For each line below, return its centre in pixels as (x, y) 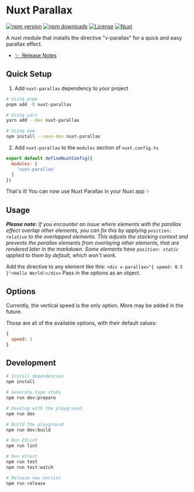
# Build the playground (35, 424)
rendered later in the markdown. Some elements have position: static (93, 249)
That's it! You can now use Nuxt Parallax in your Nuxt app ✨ (78, 192)
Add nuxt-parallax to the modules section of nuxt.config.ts (86, 148)
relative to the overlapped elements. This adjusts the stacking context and (97, 237)
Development (31, 363)
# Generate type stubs (34, 392)
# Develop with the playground (44, 408)
